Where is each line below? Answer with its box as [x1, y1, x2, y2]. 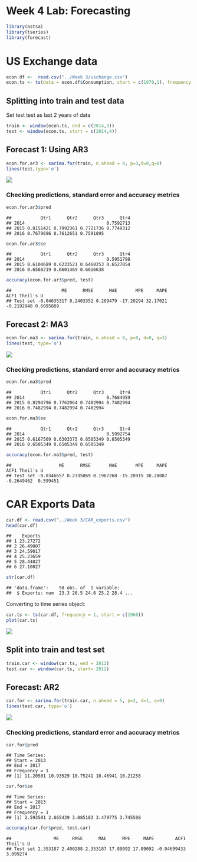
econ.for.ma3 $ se [6, 415, 46, 421]
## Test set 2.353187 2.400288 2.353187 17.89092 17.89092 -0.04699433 [6, 846, 186, 852]
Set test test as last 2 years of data [6, 112, 91, 119]
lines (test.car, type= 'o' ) [6, 703, 73, 709]
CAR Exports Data [6, 497, 96, 511]
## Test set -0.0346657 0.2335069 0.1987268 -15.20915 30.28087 [6, 473, 168, 478]
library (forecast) [6, 34, 51, 41]
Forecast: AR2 [6, 683, 60, 693]
